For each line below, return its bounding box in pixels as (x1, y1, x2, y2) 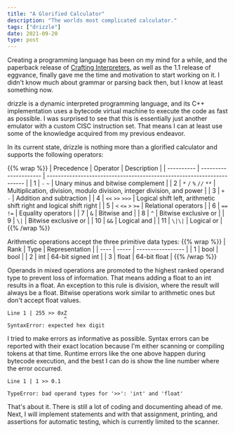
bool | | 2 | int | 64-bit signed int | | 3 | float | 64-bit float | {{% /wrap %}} (7, 253, 217, 261)
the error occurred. (7, 364, 63, 373)
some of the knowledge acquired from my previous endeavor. (7, 130, 186, 138)
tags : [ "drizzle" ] (7, 23, 61, 30)
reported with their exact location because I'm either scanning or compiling (7, 342, 224, 351)
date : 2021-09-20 (7, 30, 58, 37)
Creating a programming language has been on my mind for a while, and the (7, 56, 228, 64)
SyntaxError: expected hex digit (7, 322, 105, 330)
